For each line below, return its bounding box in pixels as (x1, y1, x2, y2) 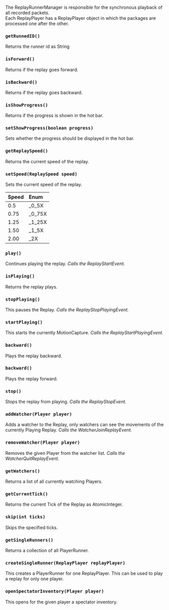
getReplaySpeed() (5, 148, 48, 154)
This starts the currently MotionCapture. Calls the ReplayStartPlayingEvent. (5, 330, 164, 336)
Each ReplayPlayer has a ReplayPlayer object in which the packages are (5, 15, 156, 21)
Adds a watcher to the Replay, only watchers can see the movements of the (5, 422, 164, 428)
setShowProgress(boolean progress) (5, 125, 94, 131)
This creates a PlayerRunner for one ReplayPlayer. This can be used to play (5, 570, 163, 576)
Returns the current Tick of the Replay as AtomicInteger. (5, 501, 123, 508)
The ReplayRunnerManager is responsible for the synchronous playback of (5, 5, 163, 10)
